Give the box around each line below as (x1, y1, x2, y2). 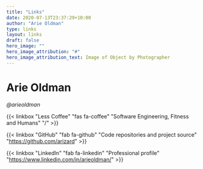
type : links (6, 26, 37, 32)
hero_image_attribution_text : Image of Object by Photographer (6, 54, 171, 60)
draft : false (6, 37, 40, 43)
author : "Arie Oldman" (6, 20, 64, 26)
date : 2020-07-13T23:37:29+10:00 (6, 15, 91, 21)
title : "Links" (6, 9, 45, 15)
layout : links (6, 32, 43, 38)
